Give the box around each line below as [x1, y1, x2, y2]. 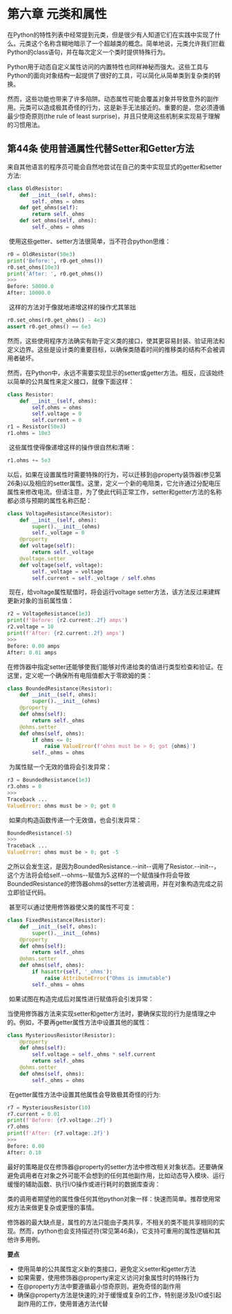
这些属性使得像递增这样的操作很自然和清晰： [8, 443, 136, 451]
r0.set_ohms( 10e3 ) [7, 264, 60, 271]
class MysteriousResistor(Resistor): [7, 1031, 116, 1039]
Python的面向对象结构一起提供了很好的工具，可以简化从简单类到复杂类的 [7, 71, 215, 80]
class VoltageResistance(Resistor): [7, 510, 113, 517]
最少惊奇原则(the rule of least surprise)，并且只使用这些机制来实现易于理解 [7, 112, 221, 120]
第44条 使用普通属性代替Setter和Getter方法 [7, 143, 195, 154]
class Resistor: [7, 391, 54, 398]
